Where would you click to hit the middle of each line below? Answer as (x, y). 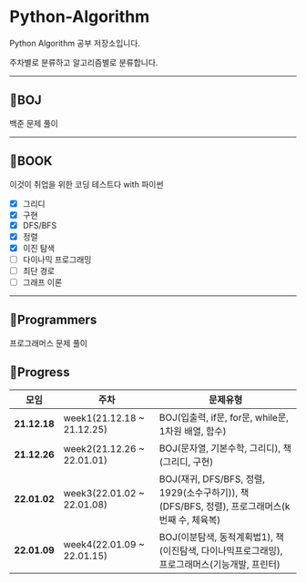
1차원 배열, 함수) (193, 431)
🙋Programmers (53, 320)
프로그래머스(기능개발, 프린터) (219, 564)
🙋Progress (40, 372)
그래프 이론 (42, 282)
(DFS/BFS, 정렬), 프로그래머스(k (224, 506)
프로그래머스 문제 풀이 (49, 343)
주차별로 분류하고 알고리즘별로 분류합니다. (84, 62)
